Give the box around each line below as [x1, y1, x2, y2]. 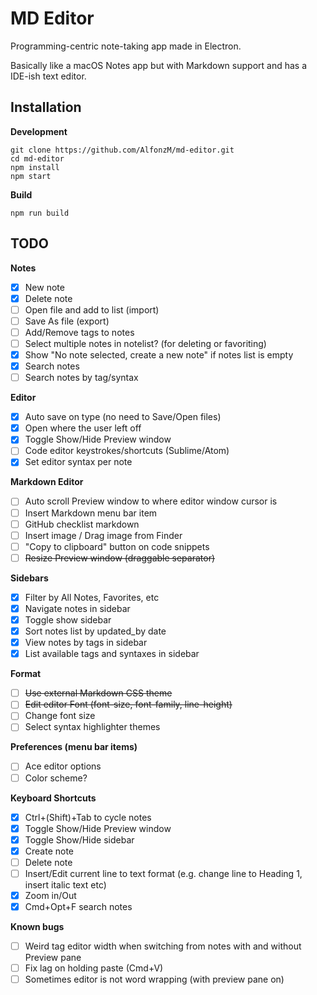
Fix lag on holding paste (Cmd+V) [24, 962, 164, 974]
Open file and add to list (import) [24, 303, 160, 316]
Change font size [24, 710, 96, 722]
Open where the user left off [24, 422, 142, 434]
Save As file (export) [24, 315, 110, 327]
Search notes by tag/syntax [24, 372, 139, 384]
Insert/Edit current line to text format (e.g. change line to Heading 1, [24, 867, 303, 879]
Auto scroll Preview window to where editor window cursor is [24, 495, 278, 507]
